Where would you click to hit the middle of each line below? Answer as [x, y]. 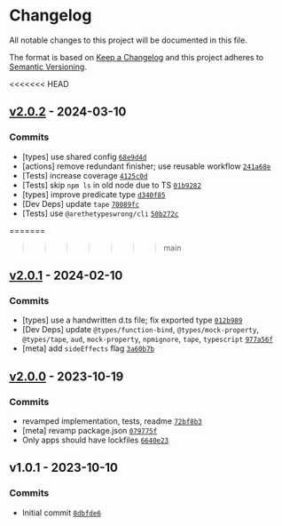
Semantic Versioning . [48, 67]
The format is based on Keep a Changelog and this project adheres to [137, 57]
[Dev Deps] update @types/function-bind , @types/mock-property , [141, 330]
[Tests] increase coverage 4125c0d [85, 175]
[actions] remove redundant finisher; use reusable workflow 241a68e [146, 166]
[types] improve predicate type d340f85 [94, 194]
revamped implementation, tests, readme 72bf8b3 [112, 421]
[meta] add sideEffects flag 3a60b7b [88, 348]
